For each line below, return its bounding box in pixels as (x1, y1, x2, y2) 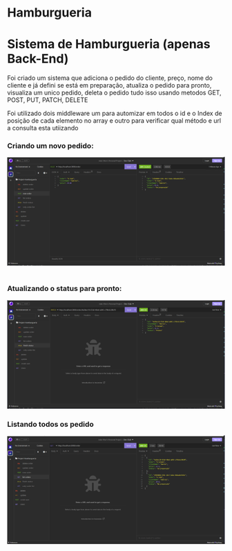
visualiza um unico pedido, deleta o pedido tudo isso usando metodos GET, (7, 88, 222, 97)
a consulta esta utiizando (7, 124, 79, 132)
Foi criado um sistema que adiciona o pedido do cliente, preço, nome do (7, 74, 213, 82)
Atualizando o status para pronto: (7, 284, 122, 294)
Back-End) (7, 51, 69, 67)
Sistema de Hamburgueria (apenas (7, 37, 211, 52)
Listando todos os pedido (7, 419, 95, 429)
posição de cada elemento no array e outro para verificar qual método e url (7, 117, 222, 125)
